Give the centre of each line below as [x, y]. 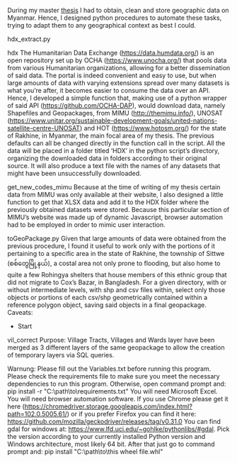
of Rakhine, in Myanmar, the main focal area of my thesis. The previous [111, 135]
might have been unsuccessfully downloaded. [74, 173]
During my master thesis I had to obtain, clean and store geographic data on [118, 10]
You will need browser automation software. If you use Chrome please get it [118, 399]
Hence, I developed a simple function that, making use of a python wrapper [117, 98]
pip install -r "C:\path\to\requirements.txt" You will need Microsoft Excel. [112, 391]
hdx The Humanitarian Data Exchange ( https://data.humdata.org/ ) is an [111, 53]
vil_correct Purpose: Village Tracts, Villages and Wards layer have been [111, 340]
